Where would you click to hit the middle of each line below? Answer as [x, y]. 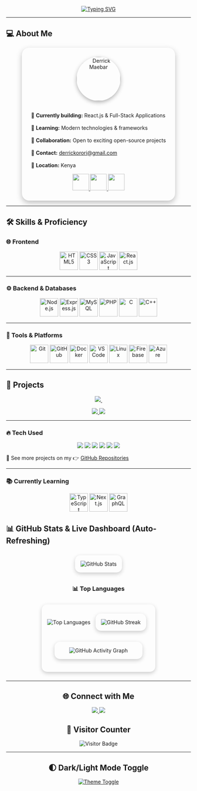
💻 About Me [29, 34]
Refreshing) [28, 541]
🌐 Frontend [23, 242]
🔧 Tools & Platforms [34, 335]
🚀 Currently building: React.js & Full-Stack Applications [98, 115]
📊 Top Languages [98, 589]
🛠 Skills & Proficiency [47, 222]
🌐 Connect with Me [98, 696]
